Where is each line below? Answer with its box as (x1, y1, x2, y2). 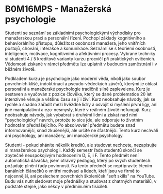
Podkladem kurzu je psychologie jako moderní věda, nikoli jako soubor (5, 76, 146, 81)
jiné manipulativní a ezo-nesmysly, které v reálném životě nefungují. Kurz (5, 106, 151, 113)
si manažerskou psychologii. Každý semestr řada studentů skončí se (5, 147, 142, 153)
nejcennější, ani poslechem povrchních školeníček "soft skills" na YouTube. (5, 173, 155, 179)
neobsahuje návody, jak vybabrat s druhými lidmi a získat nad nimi (5, 112, 138, 117)
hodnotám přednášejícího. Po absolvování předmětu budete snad (5, 122, 136, 128)
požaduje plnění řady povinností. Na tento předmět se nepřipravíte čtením (5, 162, 152, 169)
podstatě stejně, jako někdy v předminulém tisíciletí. (5, 183, 109, 189)
